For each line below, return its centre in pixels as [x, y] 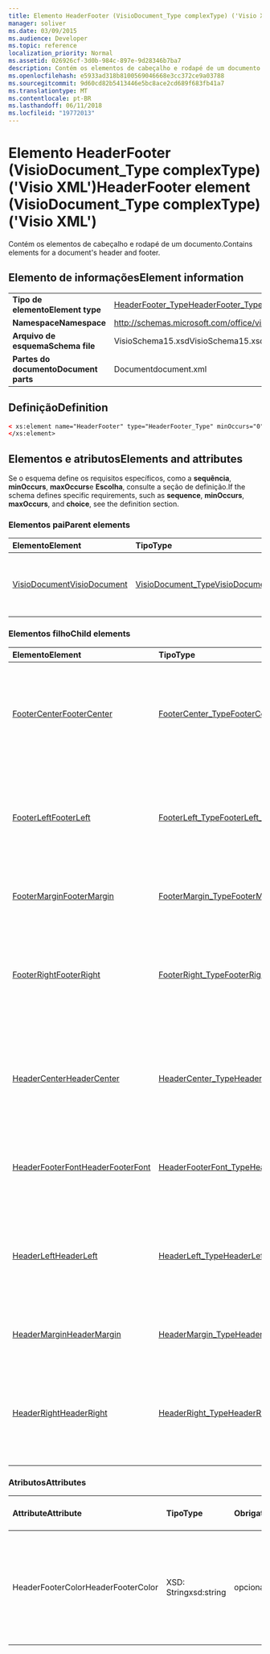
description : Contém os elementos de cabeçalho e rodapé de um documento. [136, 69]
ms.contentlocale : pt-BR [50, 98]
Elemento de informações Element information [126, 278]
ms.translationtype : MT [48, 91]
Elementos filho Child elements [70, 634]
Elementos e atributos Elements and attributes [126, 459]
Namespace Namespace [59, 322]
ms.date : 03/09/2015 [43, 31]
